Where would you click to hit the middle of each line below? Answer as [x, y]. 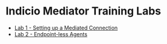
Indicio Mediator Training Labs [83, 11]
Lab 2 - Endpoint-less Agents [51, 34]
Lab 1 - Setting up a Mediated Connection [66, 28]
